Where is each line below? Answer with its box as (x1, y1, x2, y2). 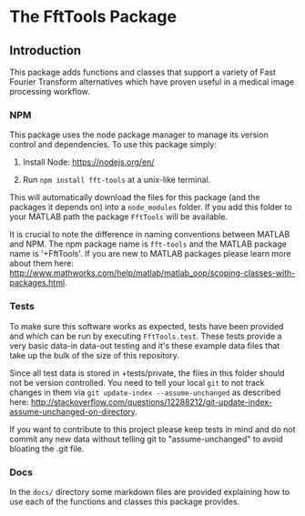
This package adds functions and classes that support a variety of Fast (9, 66, 276, 77)
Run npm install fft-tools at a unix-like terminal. (22, 175, 211, 186)
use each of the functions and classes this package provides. (9, 496, 239, 507)
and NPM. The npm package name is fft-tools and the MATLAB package (9, 238, 287, 249)
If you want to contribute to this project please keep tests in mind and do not (9, 423, 296, 434)
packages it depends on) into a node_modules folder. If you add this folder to (9, 202, 293, 213)
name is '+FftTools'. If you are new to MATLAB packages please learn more (9, 248, 291, 259)
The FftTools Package (9, 6, 178, 27)
